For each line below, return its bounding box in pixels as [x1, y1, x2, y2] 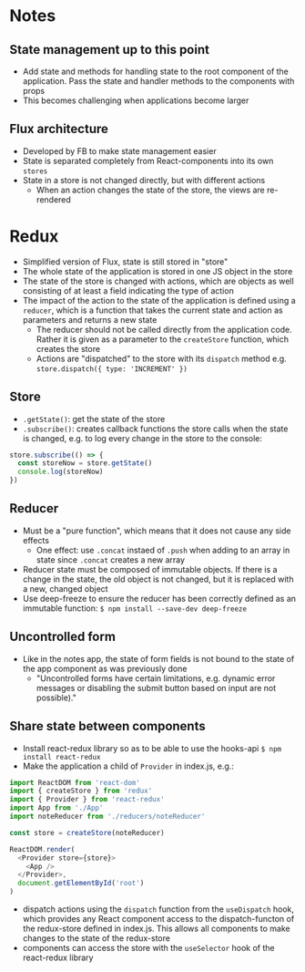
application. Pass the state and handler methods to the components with [22, 76, 295, 87]
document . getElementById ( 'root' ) [17, 879, 145, 888]
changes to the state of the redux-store [22, 933, 171, 944]
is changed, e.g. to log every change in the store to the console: [22, 432, 262, 443]
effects [22, 534, 50, 545]
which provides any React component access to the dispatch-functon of [22, 914, 295, 924]
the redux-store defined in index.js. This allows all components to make [22, 923, 291, 934]
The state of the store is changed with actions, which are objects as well [22, 275, 294, 286]
